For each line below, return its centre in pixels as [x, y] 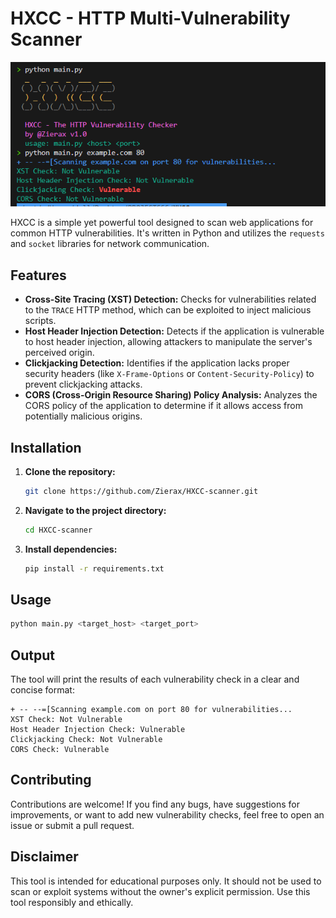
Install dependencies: [71, 549]
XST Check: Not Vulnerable [66, 720]
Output [32, 655]
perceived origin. [59, 353]
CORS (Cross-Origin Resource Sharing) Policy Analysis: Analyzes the [171, 395]
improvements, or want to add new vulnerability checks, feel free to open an [167, 814]
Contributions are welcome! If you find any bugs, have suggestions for [155, 804]
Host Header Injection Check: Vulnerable [98, 730]
